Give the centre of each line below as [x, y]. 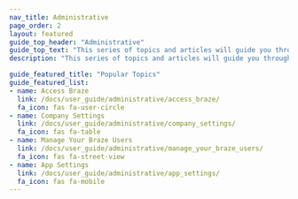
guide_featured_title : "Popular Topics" [85, 75]
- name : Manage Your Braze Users [71, 141]
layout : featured [41, 34]
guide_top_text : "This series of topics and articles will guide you [141, 50]
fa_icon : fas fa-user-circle [71, 107]
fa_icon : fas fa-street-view [71, 157]
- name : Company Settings [57, 116]
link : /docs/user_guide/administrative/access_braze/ [118, 99]
